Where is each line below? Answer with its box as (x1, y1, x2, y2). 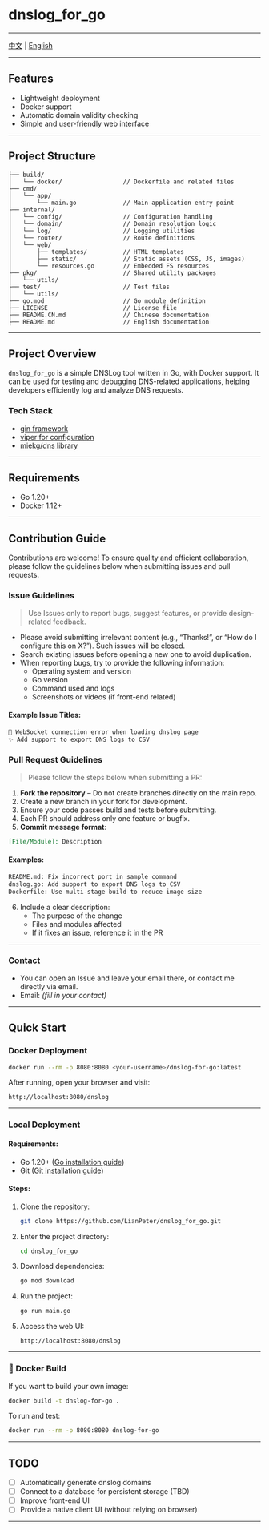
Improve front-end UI (19, 1496, 90, 1505)
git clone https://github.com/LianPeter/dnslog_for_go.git (19, 1217, 222, 1225)
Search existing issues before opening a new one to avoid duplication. (19, 649, 252, 658)
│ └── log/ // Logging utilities (8, 227, 195, 235)
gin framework (19, 423, 69, 433)
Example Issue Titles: (8, 711, 82, 720)
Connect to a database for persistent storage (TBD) (19, 1487, 190, 1496)
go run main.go (19, 1307, 71, 1315)
